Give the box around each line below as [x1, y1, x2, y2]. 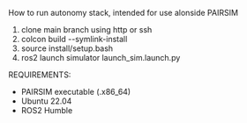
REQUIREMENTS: [8, 69, 71, 80]
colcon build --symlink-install [20, 34, 128, 44]
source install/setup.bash [20, 43, 114, 54]
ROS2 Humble [20, 105, 73, 115]
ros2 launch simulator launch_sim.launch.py [20, 53, 181, 62]
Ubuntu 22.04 [20, 96, 72, 106]
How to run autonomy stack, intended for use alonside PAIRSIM [8, 8, 239, 18]
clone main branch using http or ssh [20, 25, 153, 34]
